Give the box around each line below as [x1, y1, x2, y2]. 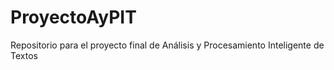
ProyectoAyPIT [10, 6, 137, 29]
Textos [10, 49, 38, 61]
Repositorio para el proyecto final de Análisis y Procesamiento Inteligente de [10, 39, 325, 51]
